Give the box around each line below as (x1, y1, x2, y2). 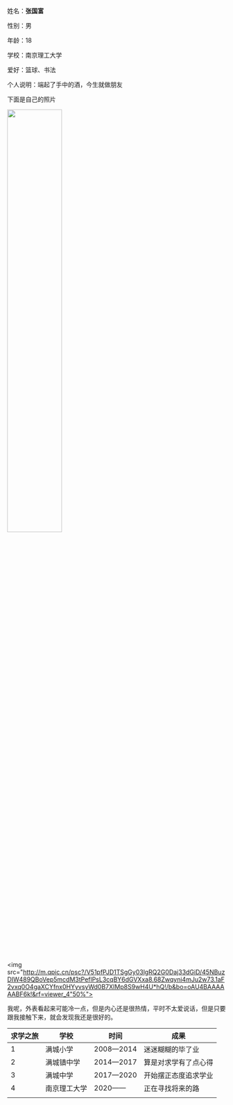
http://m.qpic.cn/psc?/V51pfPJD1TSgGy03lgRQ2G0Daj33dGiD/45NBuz (23, 968, 225, 976)
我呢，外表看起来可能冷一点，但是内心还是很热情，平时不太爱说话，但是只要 (7, 1004, 226, 1012)
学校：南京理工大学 (7, 51, 62, 59)
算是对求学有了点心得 (144, 1058, 214, 1067)
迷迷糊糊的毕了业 (144, 1045, 200, 1054)
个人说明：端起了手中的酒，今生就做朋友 (7, 80, 123, 89)
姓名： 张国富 (7, 7, 44, 15)
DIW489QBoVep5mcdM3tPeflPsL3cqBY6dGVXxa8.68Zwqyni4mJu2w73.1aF (7, 975, 225, 984)
